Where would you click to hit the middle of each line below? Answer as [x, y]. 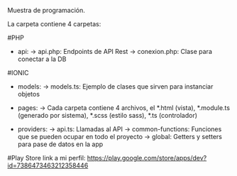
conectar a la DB [42, 59]
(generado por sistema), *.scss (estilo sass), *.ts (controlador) [107, 115]
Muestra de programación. [46, 10]
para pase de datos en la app [60, 144]
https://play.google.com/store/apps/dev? [147, 158]
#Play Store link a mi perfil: [46, 158]
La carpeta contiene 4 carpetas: [54, 24]
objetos [29, 94]
